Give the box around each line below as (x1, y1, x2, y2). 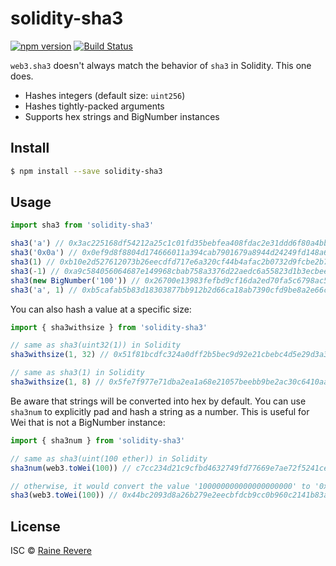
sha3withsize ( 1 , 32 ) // (10, 350, 110, 360)
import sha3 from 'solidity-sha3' (10, 220, 155, 231)
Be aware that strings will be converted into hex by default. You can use (10, 395, 307, 407)
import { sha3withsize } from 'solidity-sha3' (10, 322, 208, 332)
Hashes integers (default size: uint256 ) (24, 89, 186, 101)
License (10, 518, 61, 535)
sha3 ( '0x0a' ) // (10, 248, 78, 258)
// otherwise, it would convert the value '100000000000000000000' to (10, 481, 311, 491)
